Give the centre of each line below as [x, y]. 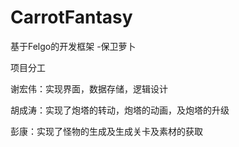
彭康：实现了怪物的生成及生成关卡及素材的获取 [106, 131]
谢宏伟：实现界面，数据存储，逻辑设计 [89, 88]
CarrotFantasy [71, 17]
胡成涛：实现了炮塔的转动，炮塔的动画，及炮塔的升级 [120, 110]
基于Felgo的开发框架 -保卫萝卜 [73, 46]
